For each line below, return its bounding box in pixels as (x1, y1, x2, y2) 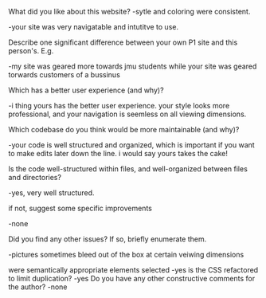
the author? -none (8, 282, 68, 292)
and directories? (8, 173, 62, 182)
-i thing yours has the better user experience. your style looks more (8, 101, 230, 110)
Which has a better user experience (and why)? (8, 85, 165, 95)
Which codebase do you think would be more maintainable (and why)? (8, 125, 240, 134)
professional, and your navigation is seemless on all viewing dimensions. (8, 109, 247, 119)
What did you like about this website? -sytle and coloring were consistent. (8, 7, 251, 16)
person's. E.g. (8, 46, 54, 55)
